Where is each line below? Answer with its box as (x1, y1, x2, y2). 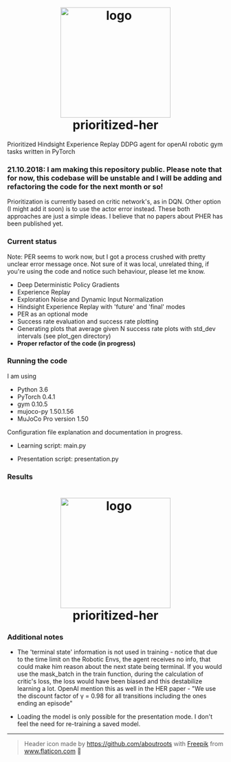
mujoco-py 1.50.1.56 (16, 407, 74, 415)
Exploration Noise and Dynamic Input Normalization (16, 295, 164, 303)
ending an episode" (16, 699, 74, 708)
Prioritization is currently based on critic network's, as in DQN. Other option (7, 197, 221, 206)
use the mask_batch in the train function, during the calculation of (16, 670, 204, 679)
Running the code (7, 356, 67, 365)
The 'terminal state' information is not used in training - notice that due (16, 648, 218, 656)
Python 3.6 (16, 385, 48, 393)
